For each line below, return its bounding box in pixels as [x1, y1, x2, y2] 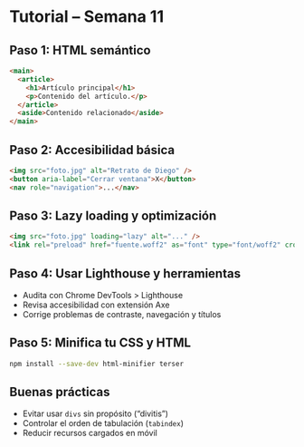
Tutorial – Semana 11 [9, 6, 165, 27]
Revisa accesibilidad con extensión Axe [22, 299, 170, 310]
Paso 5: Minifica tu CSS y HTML [9, 335, 192, 351]
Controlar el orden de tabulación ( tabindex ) [22, 418, 184, 429]
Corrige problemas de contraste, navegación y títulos [22, 308, 222, 319]
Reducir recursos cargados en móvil [22, 428, 158, 439]
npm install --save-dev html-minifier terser [9, 359, 184, 368]
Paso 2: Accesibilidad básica [9, 142, 176, 158]
